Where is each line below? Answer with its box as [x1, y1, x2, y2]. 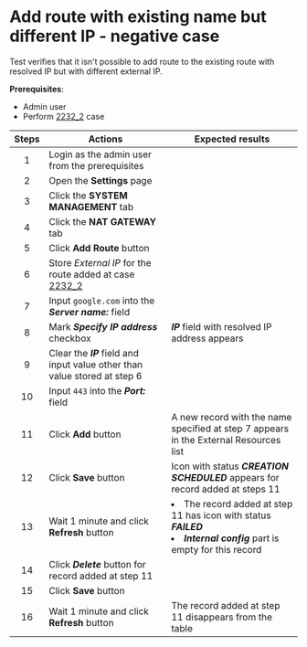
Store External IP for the [48, 256, 153, 269]
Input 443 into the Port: [48, 384, 146, 397]
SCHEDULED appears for [171, 471, 281, 483]
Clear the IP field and [48, 346, 139, 359]
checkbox [48, 332, 91, 345]
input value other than [48, 358, 143, 371]
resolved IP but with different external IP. [9, 66, 163, 77]
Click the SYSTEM [48, 189, 128, 202]
